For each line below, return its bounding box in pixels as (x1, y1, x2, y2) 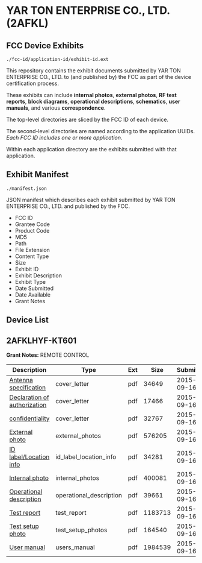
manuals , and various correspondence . (6, 104, 106, 112)
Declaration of (9, 393, 49, 401)
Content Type (14, 253, 49, 260)
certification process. (6, 80, 59, 87)
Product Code (14, 227, 50, 234)
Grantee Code (14, 221, 50, 228)
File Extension (14, 246, 50, 253)
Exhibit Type (14, 278, 46, 285)
